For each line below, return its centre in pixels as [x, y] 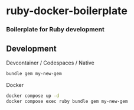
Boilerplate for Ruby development [55, 30]
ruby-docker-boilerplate [67, 11]
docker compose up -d [33, 96]
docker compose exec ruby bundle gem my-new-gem [67, 101]
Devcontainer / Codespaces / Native [50, 63]
